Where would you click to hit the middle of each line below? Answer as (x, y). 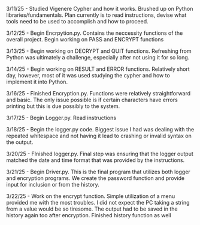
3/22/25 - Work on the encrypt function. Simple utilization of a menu (91, 196)
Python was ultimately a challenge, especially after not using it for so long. (98, 57)
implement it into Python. (37, 82)
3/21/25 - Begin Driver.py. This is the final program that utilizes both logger (98, 172)
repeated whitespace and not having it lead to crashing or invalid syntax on (99, 136)
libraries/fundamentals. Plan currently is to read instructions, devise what (96, 15)
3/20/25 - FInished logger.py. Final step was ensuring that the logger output (100, 154)
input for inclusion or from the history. (53, 184)
